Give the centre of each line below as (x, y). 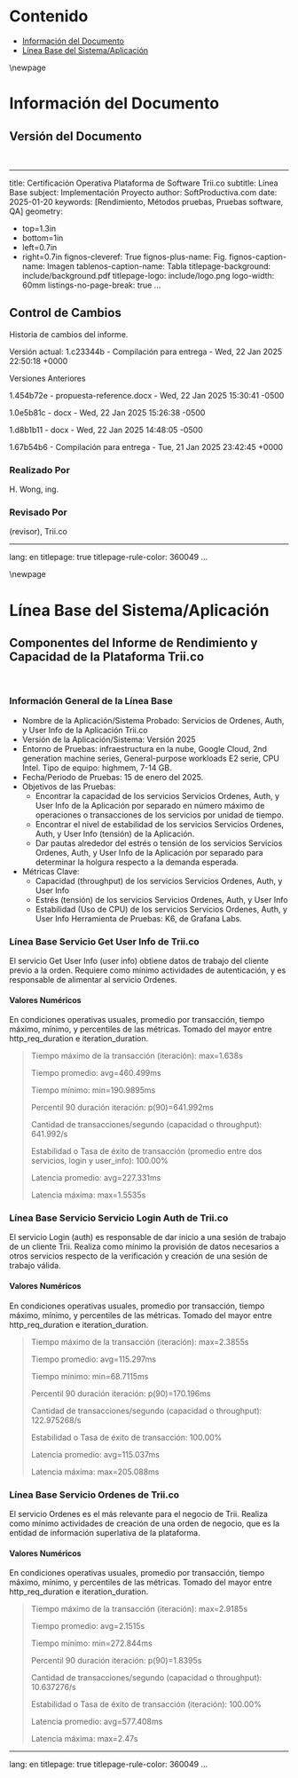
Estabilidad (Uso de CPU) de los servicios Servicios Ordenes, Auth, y (161, 909)
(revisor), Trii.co (39, 532)
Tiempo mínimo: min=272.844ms (91, 1643)
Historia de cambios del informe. (69, 334)
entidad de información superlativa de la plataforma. (105, 1532)
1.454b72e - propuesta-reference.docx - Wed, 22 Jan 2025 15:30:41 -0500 (147, 395)
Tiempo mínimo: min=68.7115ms (90, 1376)
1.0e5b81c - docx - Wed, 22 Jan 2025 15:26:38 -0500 (107, 412)
